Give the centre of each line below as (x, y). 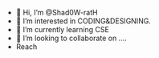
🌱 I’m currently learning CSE (63, 29)
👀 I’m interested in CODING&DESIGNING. (83, 21)
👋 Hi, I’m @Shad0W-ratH (57, 12)
